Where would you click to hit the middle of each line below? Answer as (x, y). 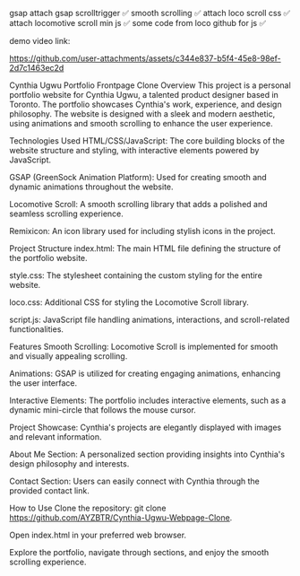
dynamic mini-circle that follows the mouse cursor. (103, 410)
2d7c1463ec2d (37, 68)
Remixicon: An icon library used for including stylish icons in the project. (142, 231)
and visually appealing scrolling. (69, 356)
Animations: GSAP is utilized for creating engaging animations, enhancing (145, 373)
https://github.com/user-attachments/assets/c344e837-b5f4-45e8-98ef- (145, 58)
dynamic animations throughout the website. (91, 187)
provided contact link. (49, 491)
